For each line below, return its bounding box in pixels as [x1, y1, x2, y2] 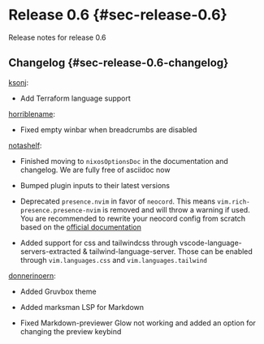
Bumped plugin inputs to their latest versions [19, 180, 171, 190]
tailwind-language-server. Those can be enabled [89, 246, 253, 256]
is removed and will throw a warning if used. [102, 204, 250, 214]
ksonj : [8, 77, 29, 87]
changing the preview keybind [19, 326, 122, 336]
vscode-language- [180, 238, 242, 247]
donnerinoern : [8, 270, 57, 281]
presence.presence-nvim [19, 206, 102, 214]
